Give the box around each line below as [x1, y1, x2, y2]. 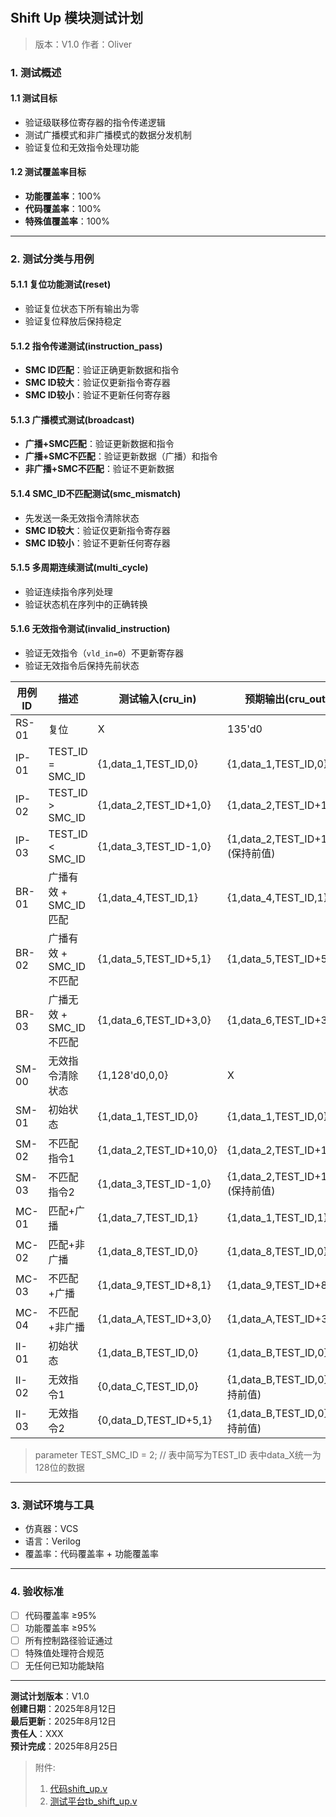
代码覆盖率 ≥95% [24, 1609, 97, 1621]
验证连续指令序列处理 [24, 585, 113, 597]
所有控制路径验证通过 [24, 1634, 113, 1646]
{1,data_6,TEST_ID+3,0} [97, 1013, 212, 1027]
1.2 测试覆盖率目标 [10, 166, 87, 178]
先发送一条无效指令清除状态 [24, 512, 140, 524]
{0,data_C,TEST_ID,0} [97, 1380, 199, 1394]
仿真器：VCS [24, 1523, 79, 1535]
